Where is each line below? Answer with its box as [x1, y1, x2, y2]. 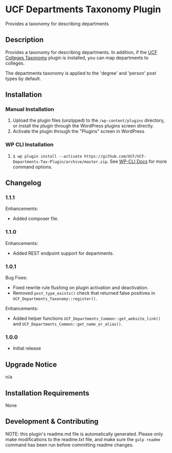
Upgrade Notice [5, 360, 58, 369]
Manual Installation [5, 106, 54, 113]
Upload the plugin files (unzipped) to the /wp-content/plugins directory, [12, 117, 165, 124]
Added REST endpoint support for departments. [12, 250, 114, 256]
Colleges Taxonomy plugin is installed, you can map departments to [5, 54, 149, 61]
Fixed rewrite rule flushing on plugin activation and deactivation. [12, 285, 149, 291]
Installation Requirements [5, 389, 90, 398]
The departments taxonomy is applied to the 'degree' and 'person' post [5, 70, 157, 76]
